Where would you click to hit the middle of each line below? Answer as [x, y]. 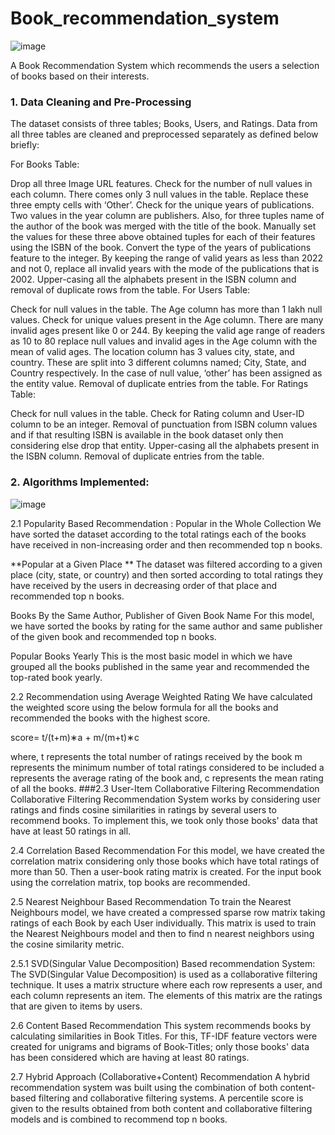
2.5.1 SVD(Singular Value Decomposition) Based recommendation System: [163, 963]
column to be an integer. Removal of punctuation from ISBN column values [164, 424]
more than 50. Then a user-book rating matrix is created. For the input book [166, 871]
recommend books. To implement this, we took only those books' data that [164, 820]
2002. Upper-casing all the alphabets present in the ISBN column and [153, 279]
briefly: [25, 145]
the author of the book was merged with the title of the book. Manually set [163, 226]
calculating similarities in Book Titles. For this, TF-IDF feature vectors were [164, 1036]
